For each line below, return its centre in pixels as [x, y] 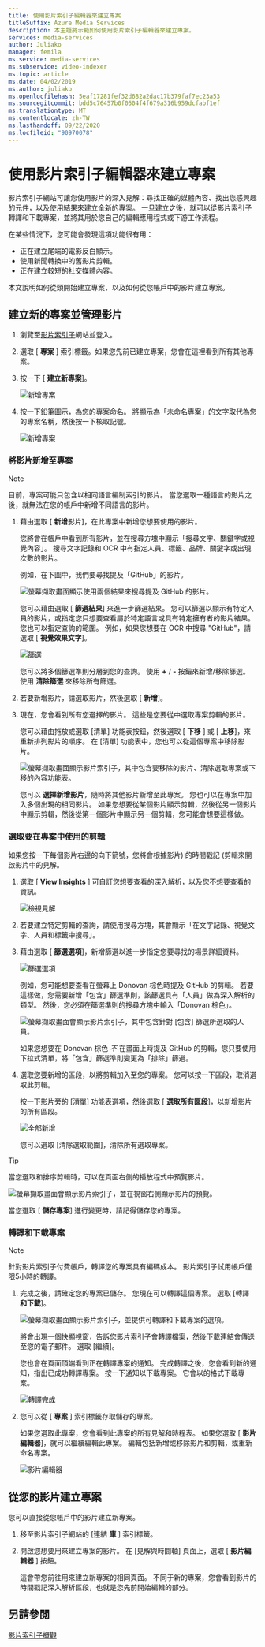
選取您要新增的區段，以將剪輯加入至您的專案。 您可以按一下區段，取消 [134, 1075]
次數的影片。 [40, 557]
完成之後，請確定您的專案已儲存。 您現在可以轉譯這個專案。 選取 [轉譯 [134, 1293]
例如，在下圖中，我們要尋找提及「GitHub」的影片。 [103, 574]
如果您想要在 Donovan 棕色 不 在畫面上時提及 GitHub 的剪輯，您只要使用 [138, 1048]
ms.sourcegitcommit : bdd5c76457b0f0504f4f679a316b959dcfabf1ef [114, 103]
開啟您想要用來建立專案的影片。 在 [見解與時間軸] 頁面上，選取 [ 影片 [132, 1551]
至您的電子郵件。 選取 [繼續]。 [69, 1347]
